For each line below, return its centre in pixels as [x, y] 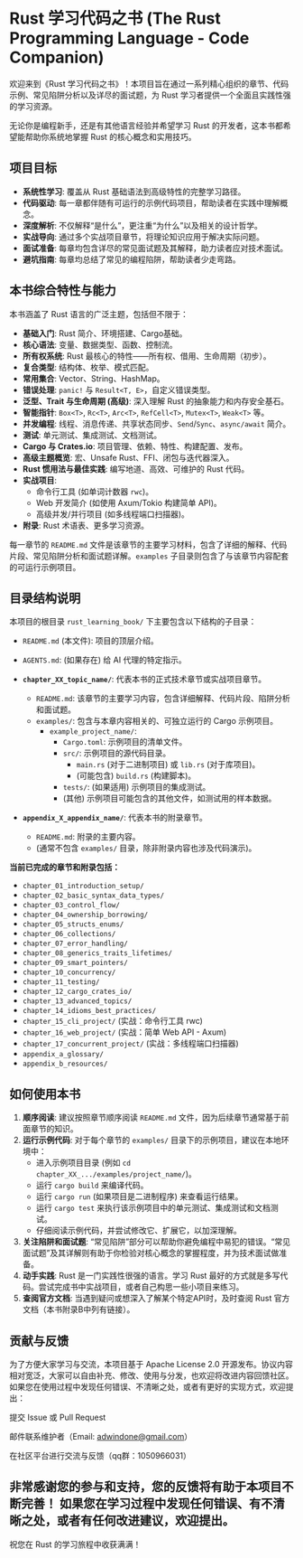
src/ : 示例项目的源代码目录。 [117, 753]
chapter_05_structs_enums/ [73, 924]
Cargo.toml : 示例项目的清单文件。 [125, 742]
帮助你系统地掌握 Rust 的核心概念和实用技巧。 [110, 136]
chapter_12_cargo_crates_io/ [77, 992]
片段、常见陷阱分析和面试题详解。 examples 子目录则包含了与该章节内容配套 [149, 556]
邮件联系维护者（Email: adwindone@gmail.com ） [101, 1436]
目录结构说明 [45, 598]
